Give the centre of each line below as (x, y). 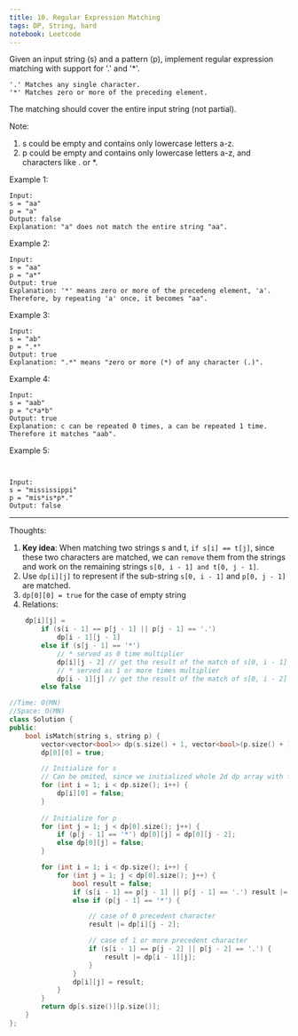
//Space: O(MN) (37, 712)
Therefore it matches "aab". (63, 434)
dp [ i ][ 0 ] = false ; (90, 793)
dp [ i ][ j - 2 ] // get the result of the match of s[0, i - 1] (172, 662)
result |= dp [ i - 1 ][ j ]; (150, 957)
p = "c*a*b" (31, 411)
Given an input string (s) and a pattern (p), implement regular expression (141, 60)
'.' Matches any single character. (75, 85)
